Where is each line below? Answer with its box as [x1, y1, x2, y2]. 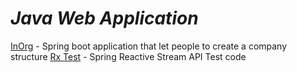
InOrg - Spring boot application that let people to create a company [10, 40, 288, 52]
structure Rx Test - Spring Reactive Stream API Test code [10, 50, 247, 62]
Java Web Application [10, 7, 199, 30]
